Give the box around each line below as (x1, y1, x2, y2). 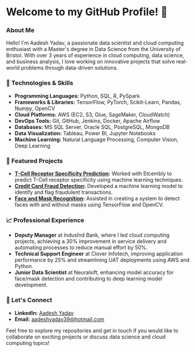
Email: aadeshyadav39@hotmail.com (14, 316, 105, 323)
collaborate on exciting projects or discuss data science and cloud (6, 333, 166, 340)
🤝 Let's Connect (6, 296, 53, 304)
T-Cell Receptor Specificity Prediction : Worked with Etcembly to (14, 170, 172, 177)
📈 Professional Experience (6, 216, 85, 224)
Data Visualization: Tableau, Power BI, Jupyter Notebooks (14, 129, 156, 136)
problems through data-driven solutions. (20, 64, 119, 71)
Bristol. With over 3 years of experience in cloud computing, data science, (6, 52, 184, 59)
